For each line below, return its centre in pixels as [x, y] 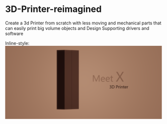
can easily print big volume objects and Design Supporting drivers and [77, 28]
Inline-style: [17, 43]
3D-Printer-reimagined [53, 9]
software [14, 33]
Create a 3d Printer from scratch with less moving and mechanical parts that [83, 23]
